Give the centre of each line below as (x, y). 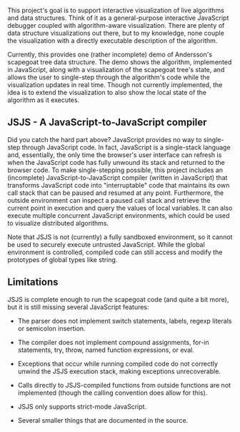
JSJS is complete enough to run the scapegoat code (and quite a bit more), (118, 299)
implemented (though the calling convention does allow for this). (112, 393)
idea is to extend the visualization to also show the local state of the (107, 92)
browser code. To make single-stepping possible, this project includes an (115, 170)
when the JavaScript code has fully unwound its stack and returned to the (116, 162)
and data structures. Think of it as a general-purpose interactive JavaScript (118, 18)
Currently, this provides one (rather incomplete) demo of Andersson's (110, 54)
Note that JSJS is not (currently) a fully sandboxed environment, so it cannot (120, 237)
